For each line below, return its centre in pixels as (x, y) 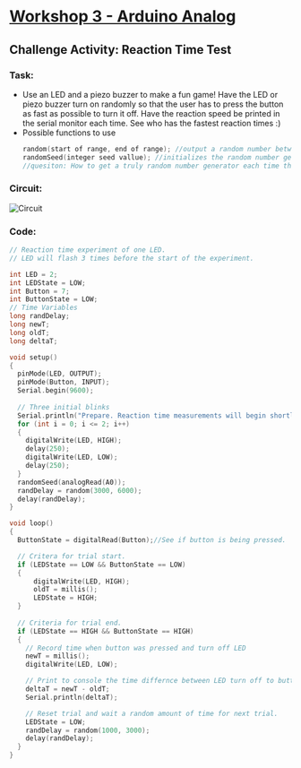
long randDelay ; (39, 316)
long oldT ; (30, 332)
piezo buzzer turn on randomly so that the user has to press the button (153, 104)
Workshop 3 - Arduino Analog (123, 17)
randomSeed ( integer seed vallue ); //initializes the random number (151, 157)
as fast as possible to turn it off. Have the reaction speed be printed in (151, 113)
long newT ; (30, 324)
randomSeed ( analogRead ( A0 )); (72, 482)
